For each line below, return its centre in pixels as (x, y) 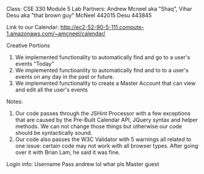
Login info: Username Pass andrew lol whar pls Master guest (83, 164)
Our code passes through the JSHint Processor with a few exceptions (103, 113)
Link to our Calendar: (33, 27)
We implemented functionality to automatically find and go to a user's (103, 57)
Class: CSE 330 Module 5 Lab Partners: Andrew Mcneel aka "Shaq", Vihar (99, 9)
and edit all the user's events (51, 90)
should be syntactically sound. (54, 133)
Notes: (15, 101)
